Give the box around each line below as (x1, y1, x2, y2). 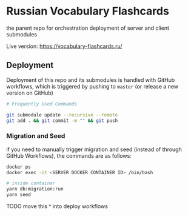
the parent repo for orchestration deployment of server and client (6, 24, 170, 32)
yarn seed (6, 192, 32, 198)
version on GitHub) (6, 89, 53, 96)
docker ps (6, 164, 32, 170)
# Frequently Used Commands (6, 101, 78, 107)
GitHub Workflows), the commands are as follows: (6, 152, 132, 159)
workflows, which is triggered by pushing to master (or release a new (6, 83, 179, 90)
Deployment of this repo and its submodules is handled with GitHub (6, 76, 175, 83)
